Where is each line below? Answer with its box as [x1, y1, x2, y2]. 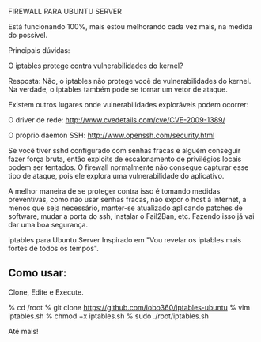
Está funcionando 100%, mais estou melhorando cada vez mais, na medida [8, 22, 253, 31]
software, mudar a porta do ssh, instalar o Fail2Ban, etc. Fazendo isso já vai [8, 212, 255, 220]
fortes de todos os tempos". [8, 244, 99, 253]
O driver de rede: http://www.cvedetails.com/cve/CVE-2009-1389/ [8, 115, 225, 125]
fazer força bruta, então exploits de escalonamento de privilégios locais [8, 154, 242, 163]
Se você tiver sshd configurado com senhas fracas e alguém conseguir [8, 146, 241, 155]
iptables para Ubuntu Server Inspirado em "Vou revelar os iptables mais [8, 235, 242, 244]
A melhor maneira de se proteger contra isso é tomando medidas [8, 186, 221, 196]
